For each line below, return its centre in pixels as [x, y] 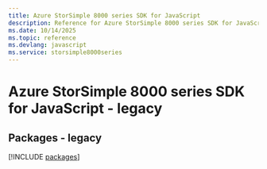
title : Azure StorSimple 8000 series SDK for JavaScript [104, 15]
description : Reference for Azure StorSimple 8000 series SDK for [120, 23]
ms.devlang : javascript [48, 45]
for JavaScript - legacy [85, 109]
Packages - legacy [55, 138]
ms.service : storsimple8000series [66, 52]
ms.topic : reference [43, 38]
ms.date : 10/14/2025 [43, 30]
